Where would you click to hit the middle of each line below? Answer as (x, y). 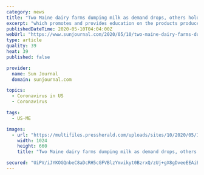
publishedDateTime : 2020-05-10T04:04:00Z (59, 29)
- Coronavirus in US (38, 96)
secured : (17, 163)
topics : (16, 91)
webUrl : (16, 35)
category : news (25, 12)
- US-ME (22, 118)
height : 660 (32, 146)
